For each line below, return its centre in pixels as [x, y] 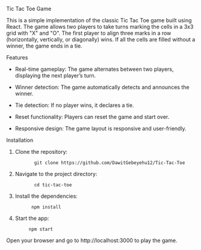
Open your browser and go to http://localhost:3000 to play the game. [92, 240]
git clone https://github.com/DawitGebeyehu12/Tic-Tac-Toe [110, 163]
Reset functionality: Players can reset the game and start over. [92, 117]
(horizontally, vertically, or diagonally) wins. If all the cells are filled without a [101, 39]
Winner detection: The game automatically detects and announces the [102, 87]
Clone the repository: [41, 152]
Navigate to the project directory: [56, 174]
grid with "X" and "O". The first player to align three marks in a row [89, 33]
